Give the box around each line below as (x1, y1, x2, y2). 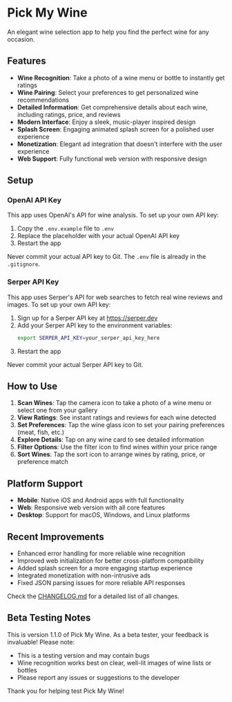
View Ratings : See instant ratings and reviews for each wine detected (17, 413, 216, 422)
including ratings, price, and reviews (17, 110, 121, 118)
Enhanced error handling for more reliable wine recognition (17, 549, 186, 558)
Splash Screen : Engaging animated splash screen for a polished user (17, 125, 215, 133)
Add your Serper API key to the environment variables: (17, 321, 173, 330)
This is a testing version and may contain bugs (17, 651, 150, 659)
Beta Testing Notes (7, 612, 91, 624)
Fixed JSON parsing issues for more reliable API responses (17, 579, 186, 587)
